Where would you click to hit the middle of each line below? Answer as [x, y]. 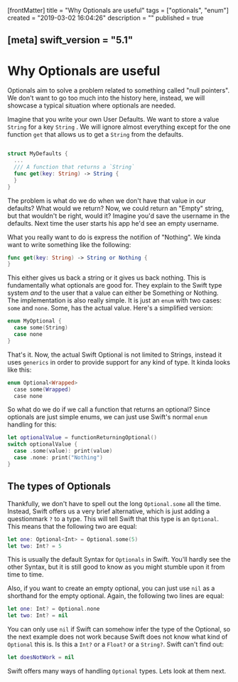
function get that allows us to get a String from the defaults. [95, 135]
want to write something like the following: [69, 244]
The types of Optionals [59, 487]
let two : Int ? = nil [38, 616]
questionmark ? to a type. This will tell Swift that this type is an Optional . [113, 518]
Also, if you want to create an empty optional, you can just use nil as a [111, 588]
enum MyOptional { [34, 321]
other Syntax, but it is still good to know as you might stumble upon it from [116, 567]
